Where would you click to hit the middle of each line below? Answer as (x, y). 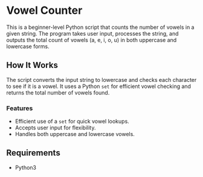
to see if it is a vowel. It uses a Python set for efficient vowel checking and (99, 86)
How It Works (32, 65)
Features (20, 108)
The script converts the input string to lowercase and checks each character (101, 79)
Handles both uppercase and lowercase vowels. (75, 134)
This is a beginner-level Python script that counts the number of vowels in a (100, 27)
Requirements (33, 153)
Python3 (25, 167)
